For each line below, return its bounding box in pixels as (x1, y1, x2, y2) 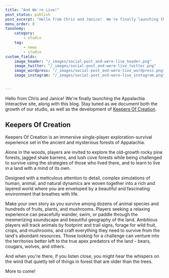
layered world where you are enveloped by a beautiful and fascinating (5, 186, 150, 192)
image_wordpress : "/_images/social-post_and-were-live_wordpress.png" (14, 68, 165, 73)
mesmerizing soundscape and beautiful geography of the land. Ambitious (5, 217, 158, 223)
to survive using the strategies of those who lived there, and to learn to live (5, 159, 160, 166)
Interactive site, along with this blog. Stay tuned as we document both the (5, 101, 157, 107)
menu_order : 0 (5, 21, 35, 27)
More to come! (5, 268, 36, 274)
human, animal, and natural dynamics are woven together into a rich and (5, 180, 155, 186)
